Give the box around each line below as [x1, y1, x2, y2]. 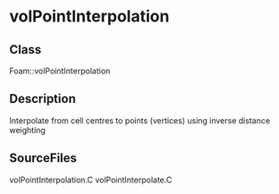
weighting [9, 124, 46, 135]
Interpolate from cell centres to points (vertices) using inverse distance [9, 114, 271, 126]
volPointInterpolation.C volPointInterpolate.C [9, 174, 173, 185]
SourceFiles [9, 150, 78, 166]
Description [9, 91, 76, 106]
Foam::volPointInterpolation [9, 65, 111, 76]
